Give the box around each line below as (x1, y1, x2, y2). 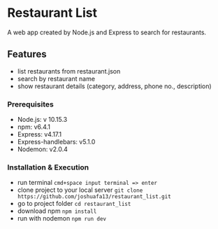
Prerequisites (7, 99, 54, 109)
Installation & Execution (7, 162, 89, 172)
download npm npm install (17, 207, 97, 215)
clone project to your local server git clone (17, 186, 143, 194)
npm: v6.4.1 (17, 123, 51, 131)
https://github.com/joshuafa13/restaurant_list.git (17, 193, 171, 200)
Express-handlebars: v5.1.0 (17, 138, 96, 146)
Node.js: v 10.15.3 (17, 116, 68, 124)
